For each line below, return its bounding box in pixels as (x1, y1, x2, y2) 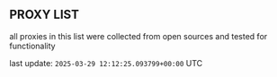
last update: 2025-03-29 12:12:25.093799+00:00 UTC (9, 57, 203, 68)
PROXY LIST (9, 7, 79, 22)
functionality (9, 40, 56, 51)
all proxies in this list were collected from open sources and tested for (9, 30, 268, 41)
